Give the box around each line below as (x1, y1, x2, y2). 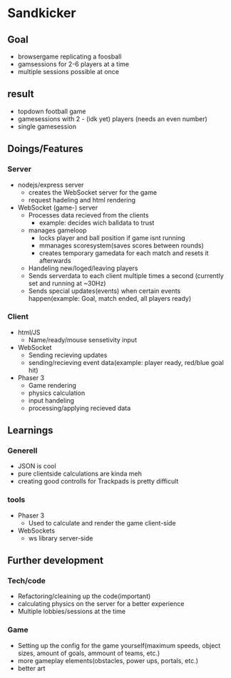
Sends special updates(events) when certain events (28, 287, 181, 295)
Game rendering (28, 381, 77, 389)
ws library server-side (28, 533, 93, 543)
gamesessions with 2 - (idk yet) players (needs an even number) (17, 114, 208, 123)
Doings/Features (7, 143, 83, 155)
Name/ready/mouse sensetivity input (28, 335, 138, 344)
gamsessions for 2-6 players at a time (17, 60, 130, 68)
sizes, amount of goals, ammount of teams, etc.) (17, 649, 160, 657)
